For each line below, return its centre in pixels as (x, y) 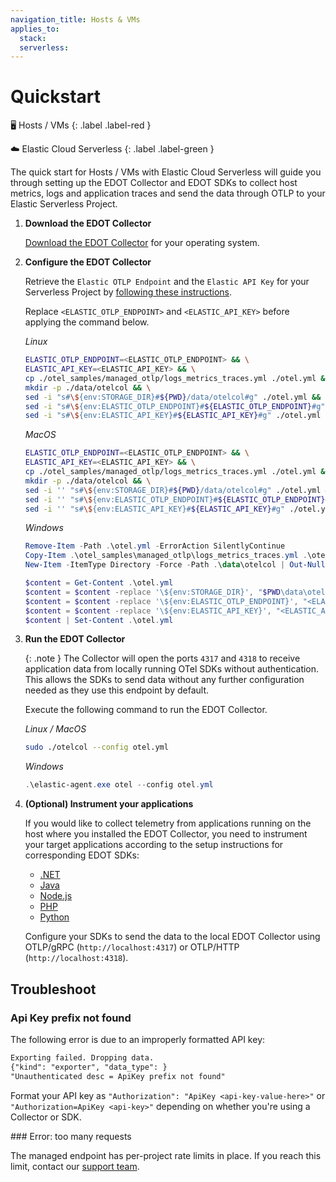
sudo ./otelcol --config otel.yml (96, 747)
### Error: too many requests (71, 1136)
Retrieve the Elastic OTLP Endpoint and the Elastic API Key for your (167, 282)
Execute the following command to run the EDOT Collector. (146, 710)
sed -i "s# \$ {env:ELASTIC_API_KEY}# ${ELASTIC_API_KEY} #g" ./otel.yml (173, 416)
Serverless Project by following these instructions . (128, 292)
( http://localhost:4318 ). (76, 958)
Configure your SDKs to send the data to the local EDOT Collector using (172, 937)
